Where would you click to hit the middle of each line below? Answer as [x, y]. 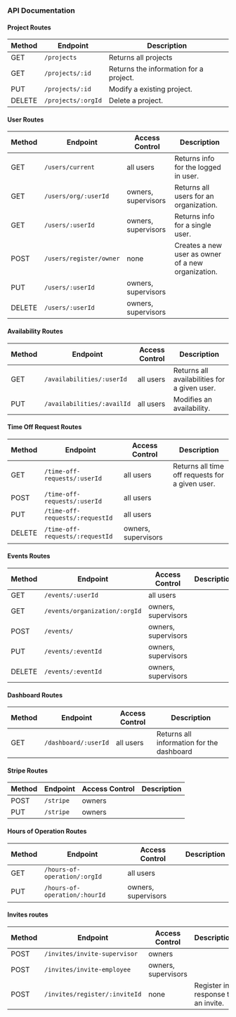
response [210, 994]
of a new [189, 263]
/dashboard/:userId [77, 743]
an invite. [209, 1003]
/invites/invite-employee [88, 969]
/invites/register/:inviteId [93, 994]
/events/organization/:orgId [93, 611]
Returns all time [199, 466]
